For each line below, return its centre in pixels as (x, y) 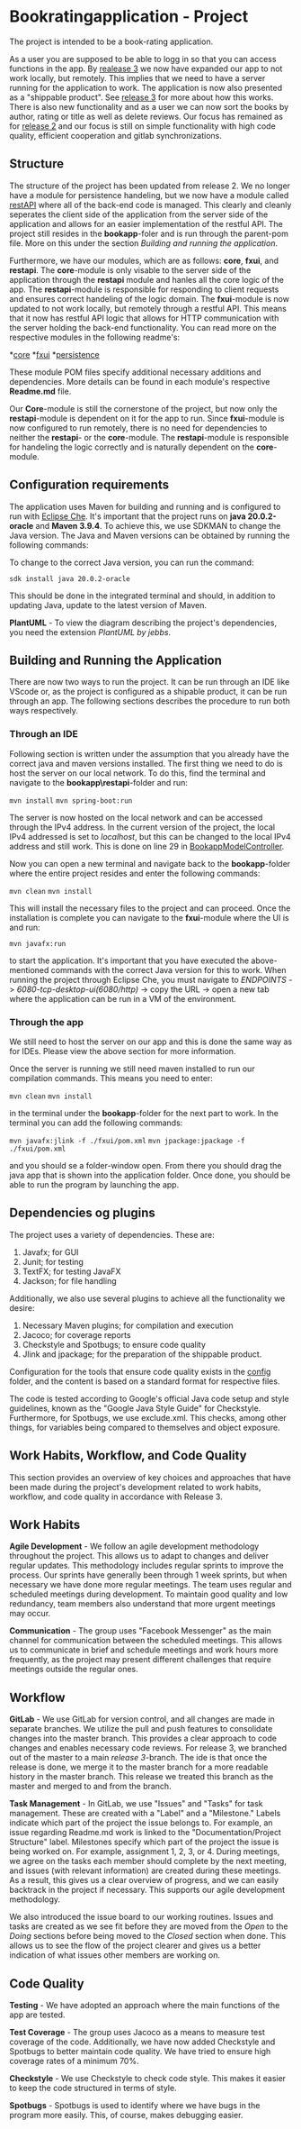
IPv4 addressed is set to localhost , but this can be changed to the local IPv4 (150, 836)
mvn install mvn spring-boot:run (71, 801)
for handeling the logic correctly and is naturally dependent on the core (142, 447)
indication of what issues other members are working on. (115, 1955)
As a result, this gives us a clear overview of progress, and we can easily (144, 1880)
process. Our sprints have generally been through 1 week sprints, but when (148, 1575)
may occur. (30, 1614)
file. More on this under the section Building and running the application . (144, 243)
